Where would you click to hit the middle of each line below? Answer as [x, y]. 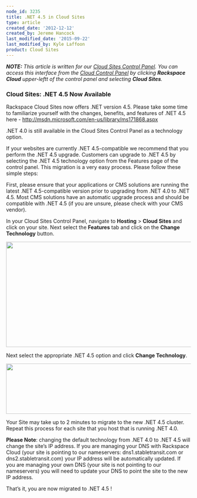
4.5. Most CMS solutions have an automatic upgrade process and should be [98, 197]
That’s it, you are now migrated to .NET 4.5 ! [59, 489]
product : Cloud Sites [33, 50]
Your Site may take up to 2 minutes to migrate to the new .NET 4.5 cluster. [95, 422]
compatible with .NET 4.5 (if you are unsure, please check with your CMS [95, 204]
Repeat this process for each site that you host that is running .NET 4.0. [92, 429]
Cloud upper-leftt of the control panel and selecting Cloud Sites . [84, 79]
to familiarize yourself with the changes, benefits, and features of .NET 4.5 [96, 113]
